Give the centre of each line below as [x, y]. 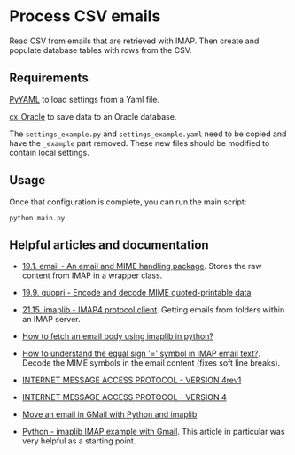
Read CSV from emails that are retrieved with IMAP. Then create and [134, 41]
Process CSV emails [85, 16]
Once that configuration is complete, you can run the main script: [128, 202]
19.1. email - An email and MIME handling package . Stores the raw [142, 266]
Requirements [49, 78]
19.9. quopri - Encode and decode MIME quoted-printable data [136, 293]
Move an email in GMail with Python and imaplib [109, 414]
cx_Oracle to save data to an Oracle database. [93, 116]
